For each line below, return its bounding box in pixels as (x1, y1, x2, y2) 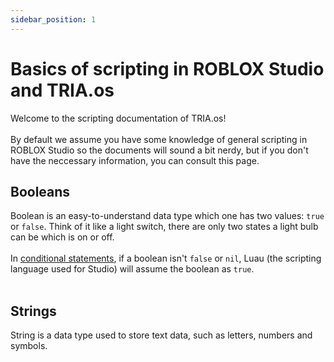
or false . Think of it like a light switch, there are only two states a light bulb (10, 221, 319, 233)
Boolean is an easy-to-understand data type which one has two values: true (10, 210, 325, 222)
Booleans (10, 183, 71, 200)
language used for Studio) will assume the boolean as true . (10, 263, 255, 275)
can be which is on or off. (10, 231, 115, 243)
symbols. (10, 340, 48, 352)
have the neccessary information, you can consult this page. (10, 154, 260, 166)
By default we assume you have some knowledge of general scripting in (10, 133, 308, 145)
